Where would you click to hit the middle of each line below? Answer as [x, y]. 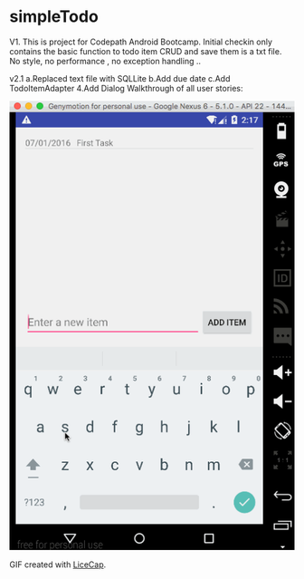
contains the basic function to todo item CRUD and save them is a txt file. [146, 51]
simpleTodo [54, 17]
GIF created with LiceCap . [58, 565]
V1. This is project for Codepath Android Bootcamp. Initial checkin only [141, 42]
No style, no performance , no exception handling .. [105, 61]
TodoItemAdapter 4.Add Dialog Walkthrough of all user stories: [126, 88]
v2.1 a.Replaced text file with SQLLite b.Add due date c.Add [120, 78]
